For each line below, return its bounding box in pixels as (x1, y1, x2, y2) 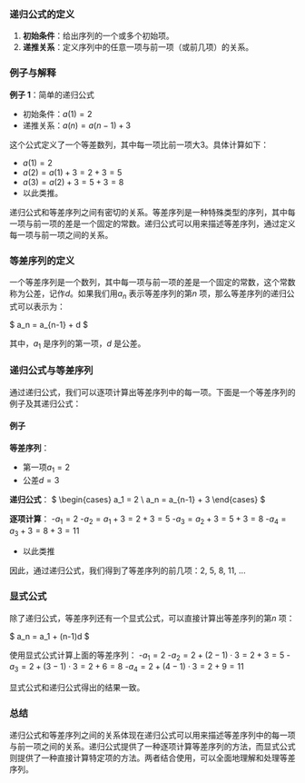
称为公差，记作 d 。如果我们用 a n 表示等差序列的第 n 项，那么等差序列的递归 (9, 288, 288, 301)
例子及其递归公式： (9, 398, 82, 409)
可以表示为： (16, 301, 65, 312)
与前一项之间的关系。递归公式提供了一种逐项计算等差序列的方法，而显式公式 (9, 740, 296, 751)
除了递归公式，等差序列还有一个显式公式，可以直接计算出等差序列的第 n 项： (9, 612, 295, 623)
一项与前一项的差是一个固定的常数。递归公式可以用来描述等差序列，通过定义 (9, 218, 296, 229)
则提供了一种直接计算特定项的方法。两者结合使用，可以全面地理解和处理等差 (9, 752, 296, 763)
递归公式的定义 (9, 7, 75, 20)
